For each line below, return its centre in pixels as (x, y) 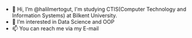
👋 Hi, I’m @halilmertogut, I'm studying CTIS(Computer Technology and (99, 9)
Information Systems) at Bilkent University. (64, 15)
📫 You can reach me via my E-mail (55, 28)
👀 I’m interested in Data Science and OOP (63, 22)
